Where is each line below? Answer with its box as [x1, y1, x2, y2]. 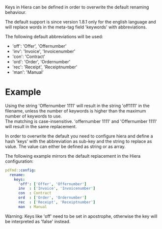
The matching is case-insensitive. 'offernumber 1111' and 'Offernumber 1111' [5, 118, 157, 124]
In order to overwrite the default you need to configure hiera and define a [5, 133, 153, 139]
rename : [9, 172, 26, 177]
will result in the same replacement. [5, 123, 77, 129]
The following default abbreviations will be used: [5, 34, 103, 39]
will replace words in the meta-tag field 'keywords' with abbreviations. [5, 24, 147, 30]
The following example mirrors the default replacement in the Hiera [5, 153, 141, 159]
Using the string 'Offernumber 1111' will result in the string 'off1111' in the [5, 103, 150, 109]
